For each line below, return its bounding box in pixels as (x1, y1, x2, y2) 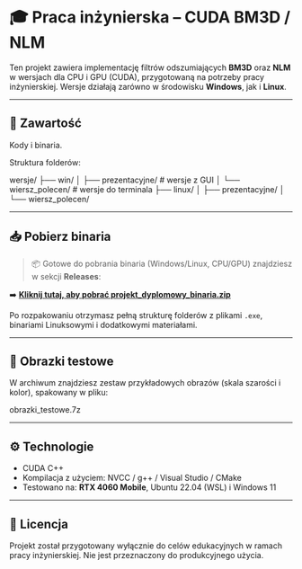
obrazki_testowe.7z (9, 405, 81, 415)
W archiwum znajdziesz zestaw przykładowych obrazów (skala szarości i (9, 378, 281, 388)
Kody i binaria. (9, 139, 63, 150)
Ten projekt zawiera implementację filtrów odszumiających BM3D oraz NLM (9, 62, 291, 73)
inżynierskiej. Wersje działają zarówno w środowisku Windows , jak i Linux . (9, 81, 288, 92)
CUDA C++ (22, 463, 65, 474)
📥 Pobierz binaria (9, 229, 111, 244)
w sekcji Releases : (31, 271, 102, 281)
